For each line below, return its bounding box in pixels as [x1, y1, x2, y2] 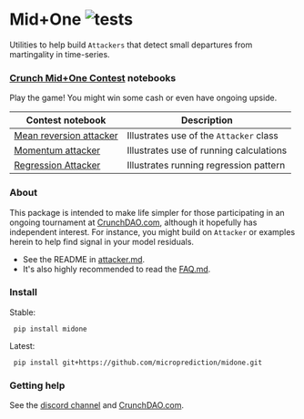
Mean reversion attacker [14, 129, 118, 142]
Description [180, 114, 234, 127]
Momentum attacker [14, 144, 101, 157]
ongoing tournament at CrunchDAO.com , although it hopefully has [9, 217, 258, 228]
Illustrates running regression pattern [127, 159, 286, 172]
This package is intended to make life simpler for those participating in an [9, 207, 285, 218]
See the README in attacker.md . [22, 253, 146, 264]
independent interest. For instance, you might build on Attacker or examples [9, 226, 296, 237]
